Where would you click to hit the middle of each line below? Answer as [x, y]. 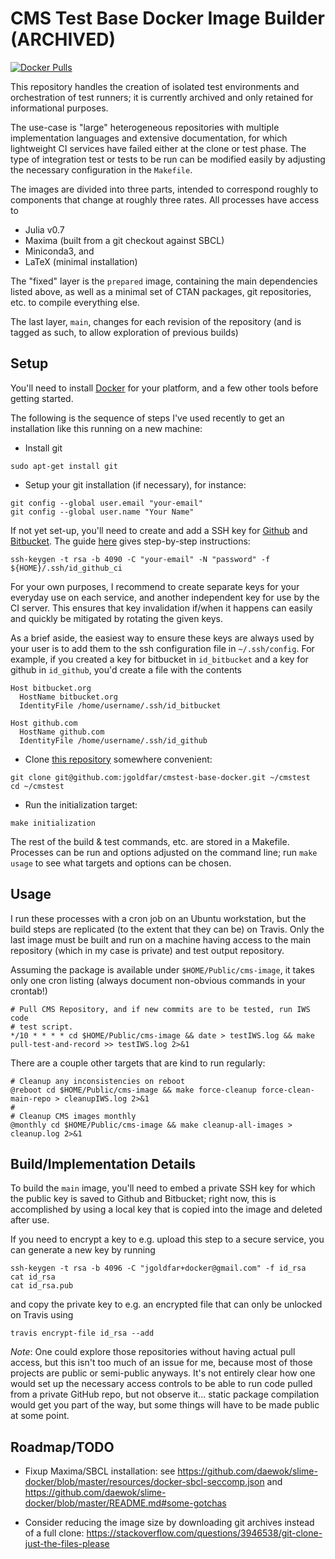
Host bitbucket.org [51, 688]
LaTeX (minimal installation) [81, 261]
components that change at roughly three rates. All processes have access [165, 199]
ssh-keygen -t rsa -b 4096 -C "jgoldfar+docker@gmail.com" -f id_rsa [158, 1268]
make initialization [53, 823]
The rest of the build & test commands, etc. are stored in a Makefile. [150, 841]
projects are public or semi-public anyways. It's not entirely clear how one [163, 1373]
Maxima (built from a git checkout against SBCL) [124, 240]
